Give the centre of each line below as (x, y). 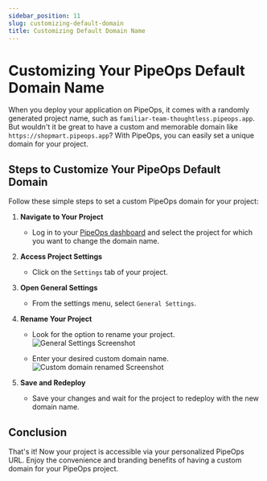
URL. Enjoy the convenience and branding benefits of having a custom (125, 460)
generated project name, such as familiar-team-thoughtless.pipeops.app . (132, 118)
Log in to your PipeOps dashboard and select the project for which (142, 232)
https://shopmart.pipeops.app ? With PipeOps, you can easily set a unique (131, 136)
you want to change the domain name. (96, 241)
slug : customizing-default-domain (66, 23)
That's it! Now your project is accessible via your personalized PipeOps (126, 451)
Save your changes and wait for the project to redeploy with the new (145, 398)
